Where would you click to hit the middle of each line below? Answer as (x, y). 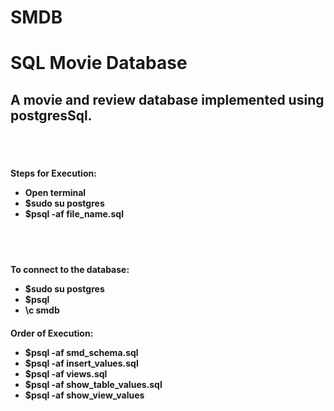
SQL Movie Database (99, 63)
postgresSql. (51, 115)
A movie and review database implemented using (167, 99)
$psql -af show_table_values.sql (93, 384)
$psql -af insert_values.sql (81, 363)
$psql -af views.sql (66, 373)
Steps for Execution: (53, 173)
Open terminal (55, 192)
